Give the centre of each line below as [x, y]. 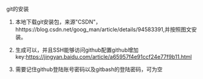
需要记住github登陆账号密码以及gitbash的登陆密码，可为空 [89, 69]
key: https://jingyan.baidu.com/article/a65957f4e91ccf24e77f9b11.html [103, 57]
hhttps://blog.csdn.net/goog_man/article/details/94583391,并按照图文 [103, 29]
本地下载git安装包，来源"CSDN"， [58, 22]
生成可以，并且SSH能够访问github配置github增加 [77, 50]
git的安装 [18, 9]
